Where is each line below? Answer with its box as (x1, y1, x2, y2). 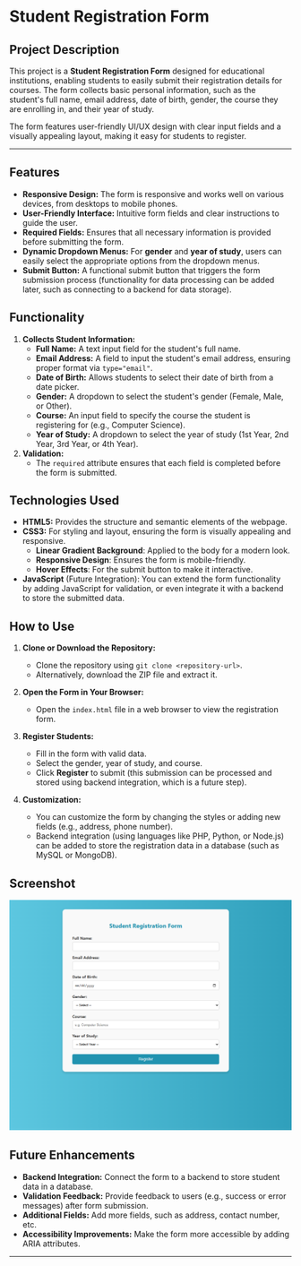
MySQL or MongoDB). (35, 849, 118, 861)
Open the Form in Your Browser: (21, 687, 144, 698)
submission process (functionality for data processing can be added (21, 274, 275, 285)
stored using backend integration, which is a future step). (35, 777, 247, 788)
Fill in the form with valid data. (35, 748, 147, 759)
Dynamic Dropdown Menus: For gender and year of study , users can (21, 245, 282, 256)
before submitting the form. (21, 236, 124, 247)
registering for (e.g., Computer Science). (35, 419, 185, 430)
